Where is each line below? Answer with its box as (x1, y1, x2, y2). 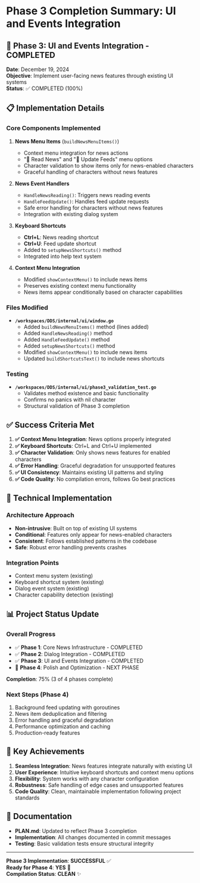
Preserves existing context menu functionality (23, 282, 136, 289)
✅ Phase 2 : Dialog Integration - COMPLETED (14, 650, 126, 657)
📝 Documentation (6, 811, 73, 822)
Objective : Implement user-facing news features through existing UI (6, 72, 174, 79)
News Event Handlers (14, 180, 70, 187)
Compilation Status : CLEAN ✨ (6, 870, 82, 877)
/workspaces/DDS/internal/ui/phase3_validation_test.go (14, 384, 157, 390)
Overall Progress (6, 630, 56, 638)
